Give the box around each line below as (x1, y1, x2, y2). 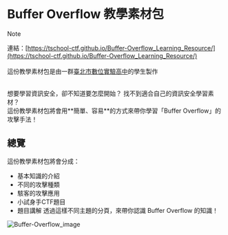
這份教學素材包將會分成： (7, 157, 80, 165)
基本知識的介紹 (17, 171, 60, 180)
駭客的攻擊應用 (17, 189, 60, 197)
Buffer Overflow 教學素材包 (7, 6, 164, 22)
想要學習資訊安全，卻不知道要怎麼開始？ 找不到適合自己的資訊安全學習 (7, 89, 208, 97)
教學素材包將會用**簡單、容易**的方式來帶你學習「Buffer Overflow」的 (19, 106, 222, 115)
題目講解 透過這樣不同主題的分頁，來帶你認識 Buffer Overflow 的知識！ (17, 206, 218, 214)
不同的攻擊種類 (17, 180, 60, 189)
